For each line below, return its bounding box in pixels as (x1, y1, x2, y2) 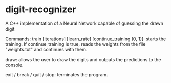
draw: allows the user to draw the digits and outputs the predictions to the (5, 56, 161, 62)
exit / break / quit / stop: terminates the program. (5, 71, 109, 77)
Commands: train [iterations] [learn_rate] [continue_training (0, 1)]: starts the (5, 36, 166, 42)
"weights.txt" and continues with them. (5, 46, 88, 52)
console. (5, 62, 24, 68)
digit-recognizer (5, 4, 76, 15)
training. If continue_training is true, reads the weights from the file (5, 41, 146, 47)
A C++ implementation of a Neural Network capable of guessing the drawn (5, 20, 164, 26)
